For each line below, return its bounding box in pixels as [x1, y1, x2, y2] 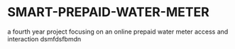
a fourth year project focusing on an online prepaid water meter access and [7, 27, 229, 36]
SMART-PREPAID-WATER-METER [7, 4, 209, 20]
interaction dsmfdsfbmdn [7, 34, 82, 43]
